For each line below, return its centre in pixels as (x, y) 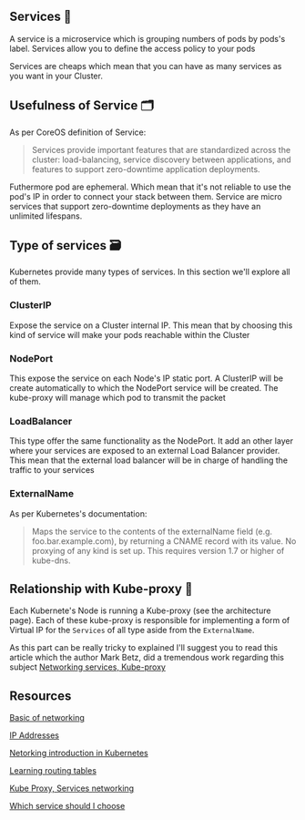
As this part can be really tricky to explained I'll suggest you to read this (144, 648)
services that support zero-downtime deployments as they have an (135, 206)
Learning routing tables (53, 771)
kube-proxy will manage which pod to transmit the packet (117, 398)
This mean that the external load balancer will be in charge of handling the (149, 460)
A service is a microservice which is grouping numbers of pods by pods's (147, 38)
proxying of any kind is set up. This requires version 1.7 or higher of (158, 550)
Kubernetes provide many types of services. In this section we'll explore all (150, 272)
